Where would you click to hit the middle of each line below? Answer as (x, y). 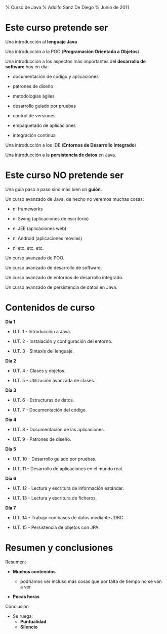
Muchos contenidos (34, 571)
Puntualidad (33, 621)
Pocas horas (26, 597)
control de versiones (34, 115)
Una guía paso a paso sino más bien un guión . (54, 189)
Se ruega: (23, 616)
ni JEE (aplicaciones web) (39, 228)
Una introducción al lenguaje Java (41, 41)
